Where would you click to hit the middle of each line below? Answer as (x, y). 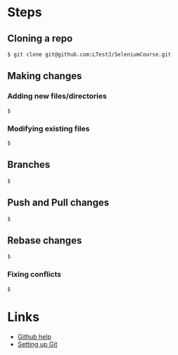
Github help (34, 337)
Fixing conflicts (34, 275)
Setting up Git (37, 344)
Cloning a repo (40, 38)
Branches (29, 165)
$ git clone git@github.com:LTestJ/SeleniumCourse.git (89, 54)
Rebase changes (45, 240)
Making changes (45, 76)
